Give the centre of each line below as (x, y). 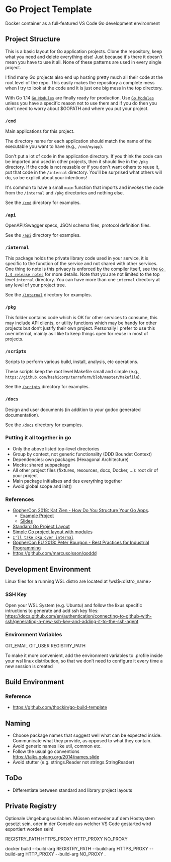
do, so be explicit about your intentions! (46, 178)
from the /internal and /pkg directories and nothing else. (65, 193)
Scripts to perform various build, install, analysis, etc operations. (72, 362)
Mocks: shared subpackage (41, 465)
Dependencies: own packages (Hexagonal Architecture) (71, 459)
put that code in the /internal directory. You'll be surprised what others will (84, 172)
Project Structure (33, 39)
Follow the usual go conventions (46, 751)
